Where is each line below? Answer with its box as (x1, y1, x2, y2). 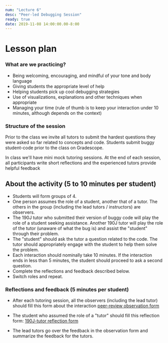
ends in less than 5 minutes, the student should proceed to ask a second (12, 257, 163, 263)
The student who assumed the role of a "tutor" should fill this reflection (12, 313, 159, 319)
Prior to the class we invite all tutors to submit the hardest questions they (5, 134, 156, 140)
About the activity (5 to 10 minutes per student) (5, 180, 156, 188)
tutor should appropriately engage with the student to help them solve (12, 241, 157, 247)
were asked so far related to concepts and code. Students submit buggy (5, 140, 154, 146)
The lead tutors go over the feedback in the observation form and (12, 328, 148, 334)
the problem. (12, 246, 39, 252)
